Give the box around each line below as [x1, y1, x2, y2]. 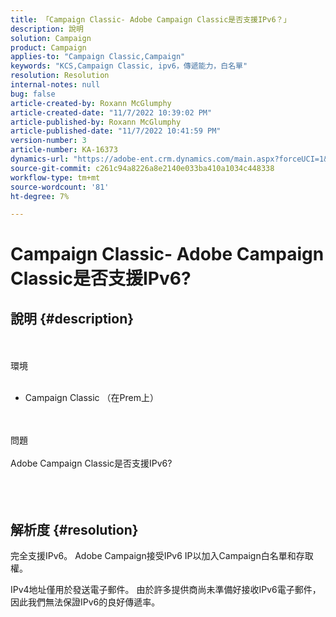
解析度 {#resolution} [10, 521, 139, 538]
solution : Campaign [10, 33, 92, 43]
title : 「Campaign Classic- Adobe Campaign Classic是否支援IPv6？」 [10, 14, 292, 25]
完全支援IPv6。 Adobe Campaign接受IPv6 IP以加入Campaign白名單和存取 [10, 550, 314, 562]
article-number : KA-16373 [10, 145, 118, 155]
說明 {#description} [10, 310, 135, 327]
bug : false [10, 89, 56, 99]
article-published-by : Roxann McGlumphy [10, 117, 182, 127]
